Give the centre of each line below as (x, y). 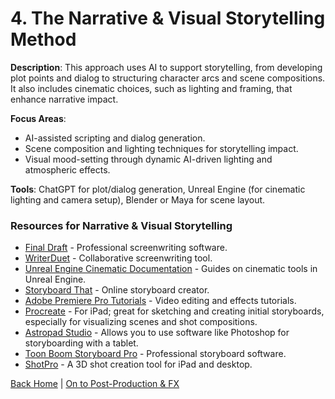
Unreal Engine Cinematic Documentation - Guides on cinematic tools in (171, 269)
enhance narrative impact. (64, 99)
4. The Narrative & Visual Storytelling (168, 18)
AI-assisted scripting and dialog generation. (115, 138)
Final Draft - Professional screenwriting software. (126, 248)
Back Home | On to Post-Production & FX (95, 384)
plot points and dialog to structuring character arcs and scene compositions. (168, 78)
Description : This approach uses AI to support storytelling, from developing (166, 67)
